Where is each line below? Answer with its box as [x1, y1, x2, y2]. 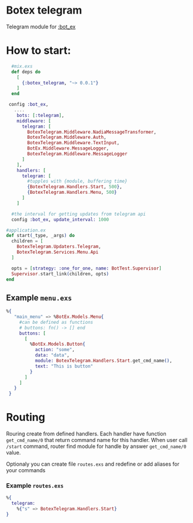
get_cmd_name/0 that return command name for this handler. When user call [6, 437, 188, 444]
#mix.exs [11, 63, 33, 69]
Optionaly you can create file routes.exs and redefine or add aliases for [6, 460, 179, 467]
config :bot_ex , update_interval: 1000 [11, 216, 109, 222]
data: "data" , [35, 352, 69, 358]
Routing [6, 411, 45, 424]
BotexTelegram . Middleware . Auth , [27, 134, 107, 141]
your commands [6, 467, 46, 474]
